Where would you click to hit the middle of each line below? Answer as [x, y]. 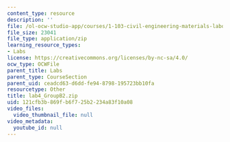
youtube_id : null [38, 128]
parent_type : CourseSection [47, 77]
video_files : [26, 109]
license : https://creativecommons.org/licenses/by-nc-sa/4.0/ [98, 58]
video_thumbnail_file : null [53, 115]
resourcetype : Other [37, 89]
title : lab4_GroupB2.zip [42, 96]
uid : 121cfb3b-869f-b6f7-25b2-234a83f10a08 [70, 102]
